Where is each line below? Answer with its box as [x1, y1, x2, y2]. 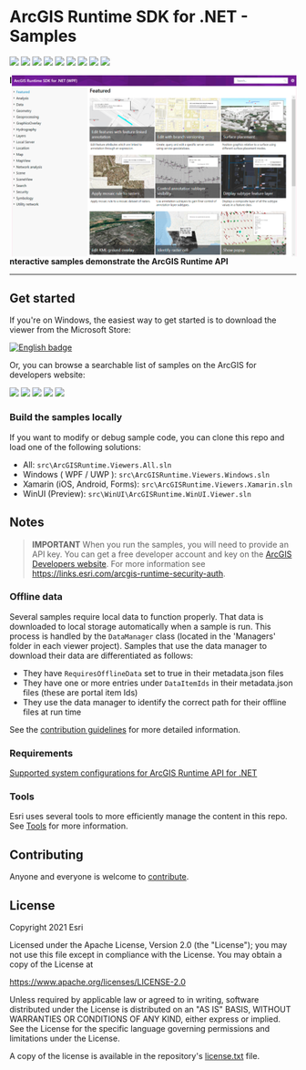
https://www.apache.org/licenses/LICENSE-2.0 [9, 977, 187, 988]
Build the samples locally [9, 411, 123, 424]
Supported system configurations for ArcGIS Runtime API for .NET [9, 767, 258, 778]
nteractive [9, 255, 50, 266]
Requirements [9, 746, 74, 759]
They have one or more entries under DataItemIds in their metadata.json [22, 677, 293, 688]
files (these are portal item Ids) [22, 686, 138, 698]
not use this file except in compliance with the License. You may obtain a [9, 950, 282, 961]
